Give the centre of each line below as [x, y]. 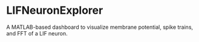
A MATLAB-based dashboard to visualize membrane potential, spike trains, [100, 27]
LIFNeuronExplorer [55, 10]
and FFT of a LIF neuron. [37, 33]
